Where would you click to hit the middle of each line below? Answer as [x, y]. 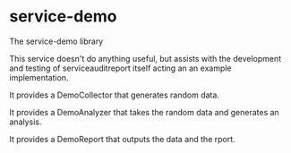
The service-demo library [56, 41]
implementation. [39, 77]
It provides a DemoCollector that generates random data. [114, 95]
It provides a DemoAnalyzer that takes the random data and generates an [144, 112]
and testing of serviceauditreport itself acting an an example [120, 68]
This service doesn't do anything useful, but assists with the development [145, 58]
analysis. [26, 122]
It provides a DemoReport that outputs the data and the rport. [122, 139]
